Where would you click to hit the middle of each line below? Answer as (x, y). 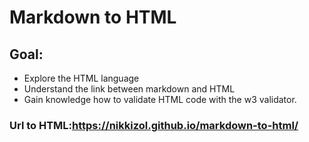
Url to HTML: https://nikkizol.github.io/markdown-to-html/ (154, 125)
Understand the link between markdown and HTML (129, 89)
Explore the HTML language (81, 78)
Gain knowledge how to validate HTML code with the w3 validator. (160, 99)
